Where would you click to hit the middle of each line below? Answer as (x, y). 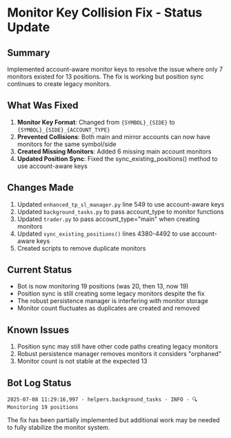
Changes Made (40, 188)
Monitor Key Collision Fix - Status (105, 13)
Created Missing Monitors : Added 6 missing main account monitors (114, 151)
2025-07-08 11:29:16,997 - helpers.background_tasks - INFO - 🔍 (102, 400)
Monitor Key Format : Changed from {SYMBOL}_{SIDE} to (96, 122)
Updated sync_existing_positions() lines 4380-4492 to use (103, 233)
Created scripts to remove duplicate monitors (81, 248)
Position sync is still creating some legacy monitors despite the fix (111, 293)
